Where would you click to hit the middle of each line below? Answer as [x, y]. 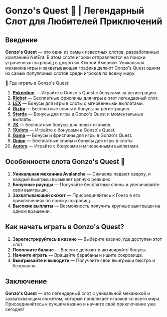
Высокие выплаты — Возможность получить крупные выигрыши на [86, 206]
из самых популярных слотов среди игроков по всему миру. [70, 73]
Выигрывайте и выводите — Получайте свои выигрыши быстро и [84, 260]
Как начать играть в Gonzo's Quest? [65, 227]
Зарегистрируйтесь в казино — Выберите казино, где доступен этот [87, 239]
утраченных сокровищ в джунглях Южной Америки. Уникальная [75, 62]
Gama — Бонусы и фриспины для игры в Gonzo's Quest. [72, 135]
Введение [22, 40]
